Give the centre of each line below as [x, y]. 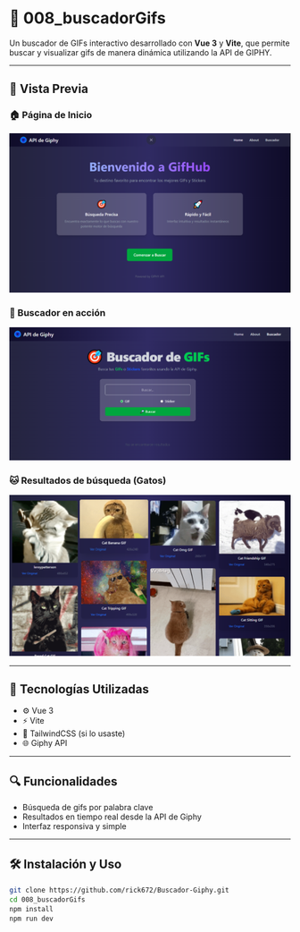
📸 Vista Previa [49, 89]
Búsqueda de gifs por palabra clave [87, 808]
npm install [31, 909]
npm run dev [31, 919]
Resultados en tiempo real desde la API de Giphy [112, 817]
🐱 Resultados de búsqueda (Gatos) [88, 480]
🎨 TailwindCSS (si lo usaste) [74, 733]
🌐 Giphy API [45, 743]
